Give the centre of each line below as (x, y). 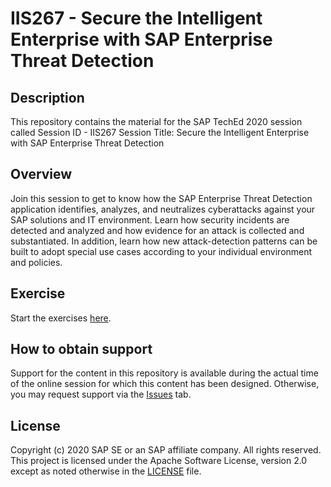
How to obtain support (81, 349)
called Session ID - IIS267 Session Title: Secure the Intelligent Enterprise (160, 132)
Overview (41, 174)
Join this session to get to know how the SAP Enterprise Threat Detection (161, 198)
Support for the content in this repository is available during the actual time (164, 373)
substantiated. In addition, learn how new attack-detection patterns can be (164, 241)
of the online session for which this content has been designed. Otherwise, (165, 384)
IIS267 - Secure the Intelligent (136, 18)
